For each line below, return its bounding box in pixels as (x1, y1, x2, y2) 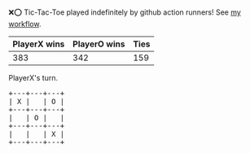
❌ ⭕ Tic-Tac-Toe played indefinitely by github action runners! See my (8, 7, 242, 17)
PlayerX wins (12, 38, 65, 50)
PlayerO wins (72, 38, 125, 50)
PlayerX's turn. (8, 73, 59, 82)
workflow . (8, 20, 42, 28)
